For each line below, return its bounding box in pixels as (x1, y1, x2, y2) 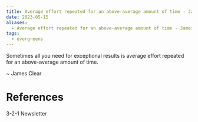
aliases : (6, 19, 28, 25)
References (6, 91, 64, 104)
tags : (6, 31, 19, 37)
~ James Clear (6, 70, 42, 77)
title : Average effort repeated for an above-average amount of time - (6, 8, 186, 15)
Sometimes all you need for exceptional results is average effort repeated (6, 52, 184, 59)
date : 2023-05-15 (6, 14, 49, 20)
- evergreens (11, 36, 44, 42)
